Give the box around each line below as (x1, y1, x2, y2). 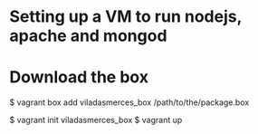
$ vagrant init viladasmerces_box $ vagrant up (9, 115, 183, 126)
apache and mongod (9, 25, 167, 46)
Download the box (9, 67, 149, 88)
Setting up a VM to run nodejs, (9, 6, 243, 27)
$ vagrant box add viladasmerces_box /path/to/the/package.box (9, 97, 250, 108)
